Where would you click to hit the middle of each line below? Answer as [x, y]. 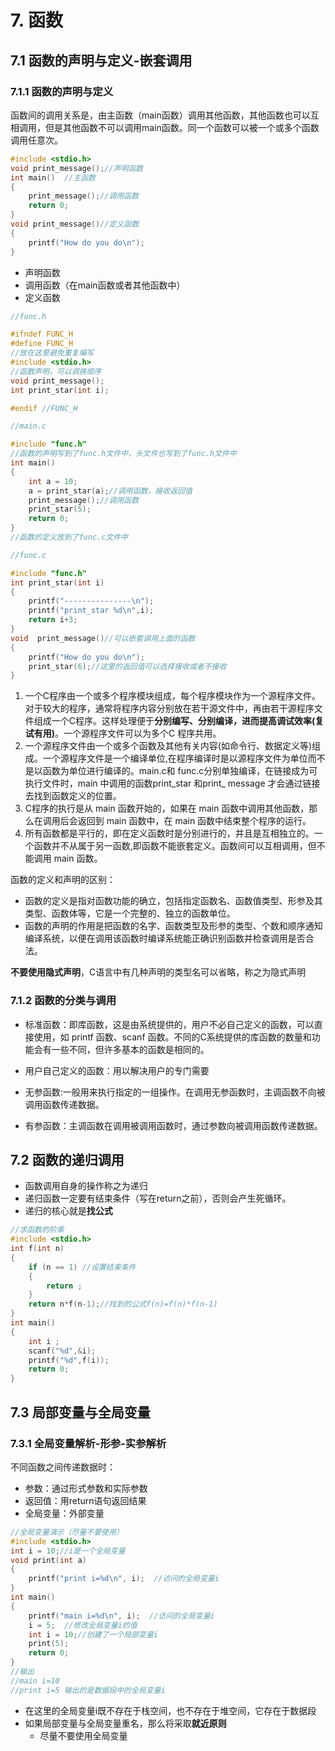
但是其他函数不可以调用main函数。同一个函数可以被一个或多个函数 [182, 127]
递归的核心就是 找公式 [68, 1211]
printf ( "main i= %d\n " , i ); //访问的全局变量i [121, 1616]
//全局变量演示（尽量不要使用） [67, 1532]
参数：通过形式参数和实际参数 [86, 1488]
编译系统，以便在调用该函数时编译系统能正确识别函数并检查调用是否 [165, 938]
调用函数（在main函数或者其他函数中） [105, 285]
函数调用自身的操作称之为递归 [86, 1186]
